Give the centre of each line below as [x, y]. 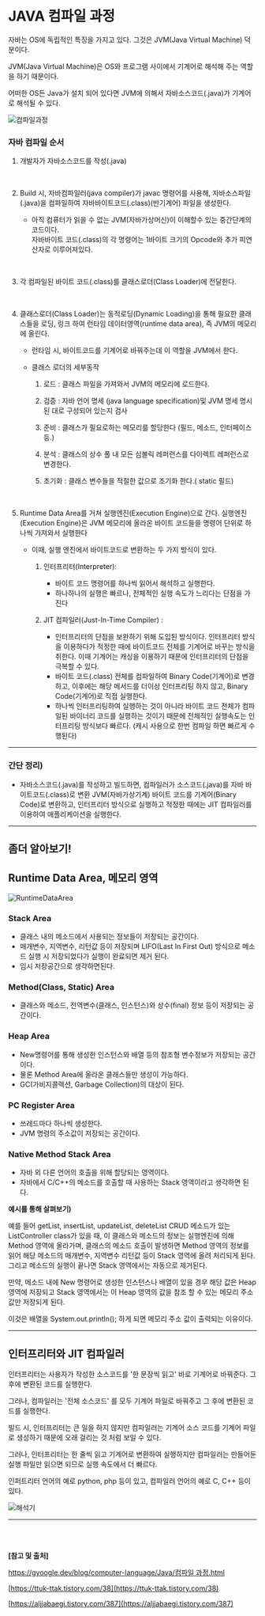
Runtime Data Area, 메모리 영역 [83, 878]
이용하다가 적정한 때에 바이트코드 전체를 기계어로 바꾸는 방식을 [159, 647]
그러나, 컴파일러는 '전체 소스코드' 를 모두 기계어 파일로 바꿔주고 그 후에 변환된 [127, 1401]
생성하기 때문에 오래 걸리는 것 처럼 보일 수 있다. [89, 1438]
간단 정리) [26, 766]
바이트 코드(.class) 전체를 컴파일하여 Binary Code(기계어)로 [147, 677]
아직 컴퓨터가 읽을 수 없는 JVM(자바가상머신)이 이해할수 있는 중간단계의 [142, 220]
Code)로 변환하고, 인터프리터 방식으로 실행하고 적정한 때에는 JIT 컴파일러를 [136, 804]
